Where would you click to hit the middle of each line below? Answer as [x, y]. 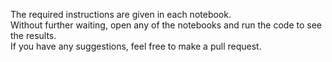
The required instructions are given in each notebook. [121, 14]
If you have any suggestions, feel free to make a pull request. [136, 46]
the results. [33, 35]
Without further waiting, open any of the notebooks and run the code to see [166, 25]
